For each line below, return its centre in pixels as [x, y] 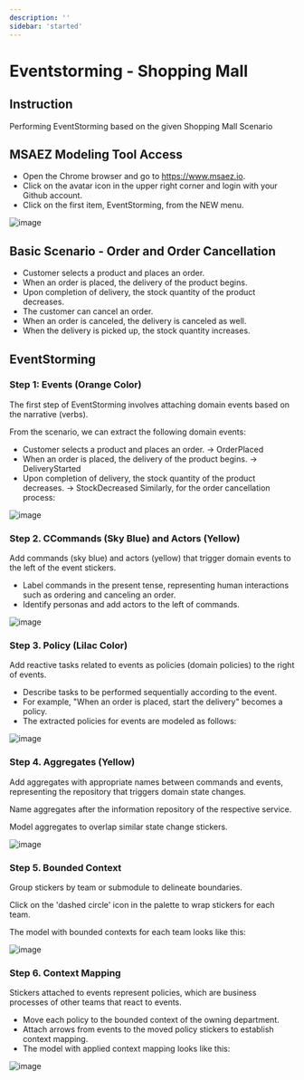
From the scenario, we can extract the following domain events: [128, 432]
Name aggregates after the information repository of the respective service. [151, 809]
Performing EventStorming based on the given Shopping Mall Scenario [141, 126]
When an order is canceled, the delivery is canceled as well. [134, 321]
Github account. [52, 196]
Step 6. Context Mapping [65, 972]
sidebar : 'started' [46, 26]
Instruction [41, 105]
